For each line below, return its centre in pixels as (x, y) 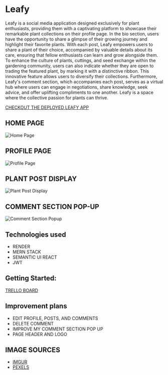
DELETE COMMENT (33, 323)
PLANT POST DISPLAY (41, 179)
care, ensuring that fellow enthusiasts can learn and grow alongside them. (82, 55)
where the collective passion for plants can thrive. (57, 98)
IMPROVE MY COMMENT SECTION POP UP (58, 329)
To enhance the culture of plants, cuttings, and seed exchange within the (80, 60)
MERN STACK (27, 252)
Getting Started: (31, 278)
